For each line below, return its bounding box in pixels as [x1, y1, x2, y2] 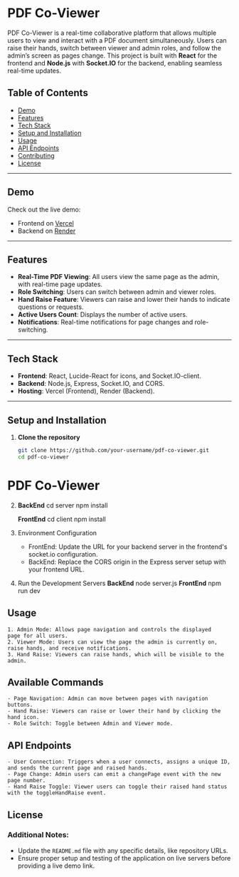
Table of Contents [7, 87, 89, 99]
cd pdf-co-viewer [17, 453, 70, 461]
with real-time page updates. [17, 280, 103, 289]
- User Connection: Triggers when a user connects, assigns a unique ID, [7, 758, 231, 766]
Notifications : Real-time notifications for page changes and [17, 318, 193, 327]
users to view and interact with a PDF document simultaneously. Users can [7, 36, 227, 44]
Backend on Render [17, 226, 76, 235]
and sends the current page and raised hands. [7, 765, 148, 772]
